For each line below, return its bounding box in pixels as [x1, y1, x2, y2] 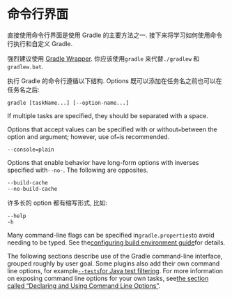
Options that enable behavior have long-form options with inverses [7, 158, 199, 166]
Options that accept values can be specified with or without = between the [7, 125, 217, 133]
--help [7, 212, 26, 219]
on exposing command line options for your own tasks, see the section [7, 274, 209, 282]
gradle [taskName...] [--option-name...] [7, 99, 130, 106]
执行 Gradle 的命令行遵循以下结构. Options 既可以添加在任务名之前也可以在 [7, 76, 222, 85]
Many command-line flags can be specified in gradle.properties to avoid [7, 231, 215, 239]
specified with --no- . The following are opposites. [7, 166, 148, 174]
